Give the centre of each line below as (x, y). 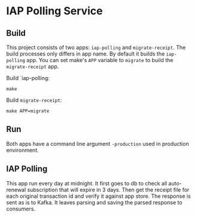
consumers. (21, 209)
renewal (16, 190)
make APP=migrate (28, 111)
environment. (22, 150)
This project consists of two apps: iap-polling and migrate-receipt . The (96, 47)
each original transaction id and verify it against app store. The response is (99, 196)
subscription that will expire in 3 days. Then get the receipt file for (108, 190)
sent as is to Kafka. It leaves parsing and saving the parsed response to (94, 202)
